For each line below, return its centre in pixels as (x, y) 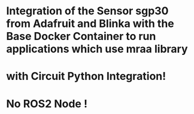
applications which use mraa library (97, 49)
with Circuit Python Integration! (86, 76)
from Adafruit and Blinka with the (90, 24)
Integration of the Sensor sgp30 (87, 11)
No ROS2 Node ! (47, 104)
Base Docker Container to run (81, 36)
